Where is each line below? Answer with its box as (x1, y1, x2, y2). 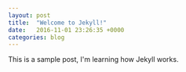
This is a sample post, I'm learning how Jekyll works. (8, 55, 179, 64)
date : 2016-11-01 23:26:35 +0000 (8, 26, 125, 34)
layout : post (8, 11, 51, 20)
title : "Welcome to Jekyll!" (8, 19, 108, 27)
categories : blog (8, 33, 65, 41)
